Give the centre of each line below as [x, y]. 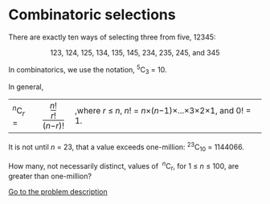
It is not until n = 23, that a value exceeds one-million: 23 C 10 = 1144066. [127, 147]
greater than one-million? [50, 176]
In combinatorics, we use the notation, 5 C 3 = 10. [88, 69]
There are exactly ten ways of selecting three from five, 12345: [112, 37]
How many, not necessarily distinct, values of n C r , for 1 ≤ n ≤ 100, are [124, 166]
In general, [26, 87]
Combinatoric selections [92, 15]
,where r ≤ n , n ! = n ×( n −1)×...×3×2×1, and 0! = [163, 111]
